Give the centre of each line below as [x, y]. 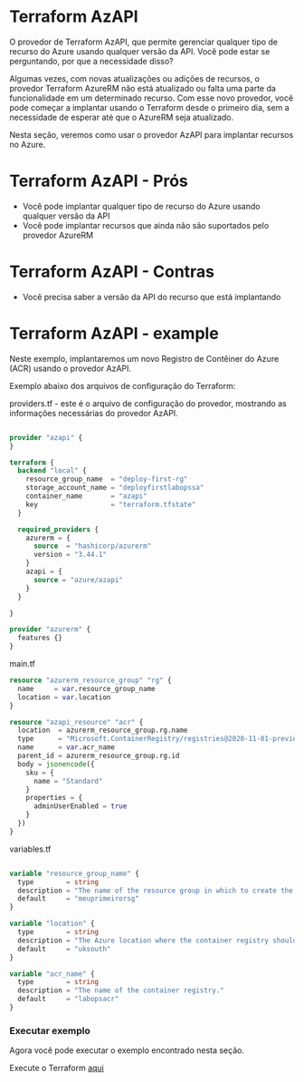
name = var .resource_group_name [86, 688]
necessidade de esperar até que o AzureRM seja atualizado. [122, 117]
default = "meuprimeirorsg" [79, 899]
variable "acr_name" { [52, 974]
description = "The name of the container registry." [121, 990]
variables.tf [30, 849]
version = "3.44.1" [70, 555]
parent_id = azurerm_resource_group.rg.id [99, 755]
